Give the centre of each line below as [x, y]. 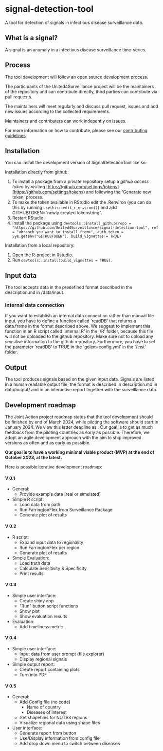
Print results [31, 574]
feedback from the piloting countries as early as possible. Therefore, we [77, 432]
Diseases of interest [47, 712]
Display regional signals [43, 659]
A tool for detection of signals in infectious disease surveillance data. [74, 22]
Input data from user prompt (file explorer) [62, 654]
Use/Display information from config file [59, 738]
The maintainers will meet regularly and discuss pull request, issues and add [82, 106]
